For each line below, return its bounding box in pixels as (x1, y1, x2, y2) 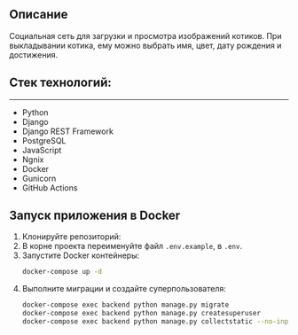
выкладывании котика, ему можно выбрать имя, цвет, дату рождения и (9, 40, 282, 51)
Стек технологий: (9, 75, 113, 90)
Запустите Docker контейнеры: (21, 250, 140, 261)
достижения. (9, 49, 59, 60)
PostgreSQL (21, 135, 67, 145)
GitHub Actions (21, 182, 78, 193)
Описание (9, 7, 68, 22)
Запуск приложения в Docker (9, 208, 181, 223)
